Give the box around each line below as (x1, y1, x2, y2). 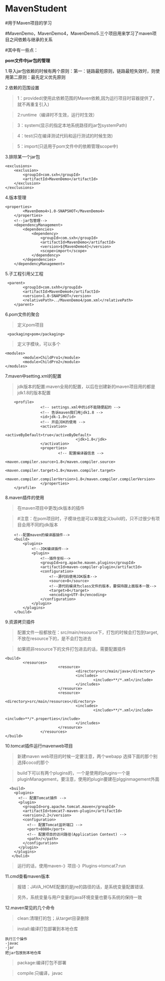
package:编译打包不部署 (17, 959, 66, 965)
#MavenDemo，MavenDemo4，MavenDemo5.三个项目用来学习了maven (5, 30, 153, 36)
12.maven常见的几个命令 (5, 905, 55, 910)
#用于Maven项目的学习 (5, 20, 52, 26)
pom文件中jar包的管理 (5, 57, 50, 63)
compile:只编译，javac (17, 970, 63, 976)
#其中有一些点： (5, 47, 38, 53)
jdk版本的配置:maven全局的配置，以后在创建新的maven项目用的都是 (17, 383, 156, 389)
